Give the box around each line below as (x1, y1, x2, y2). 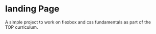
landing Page (5, 3, 60, 14)
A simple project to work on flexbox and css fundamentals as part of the (5, 19, 151, 25)
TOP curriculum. (5, 24, 38, 30)
